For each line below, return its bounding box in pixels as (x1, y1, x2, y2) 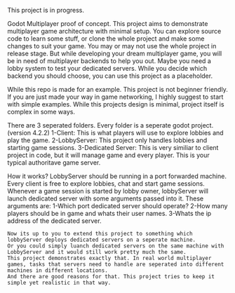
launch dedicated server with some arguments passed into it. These (7, 194, 204, 203)
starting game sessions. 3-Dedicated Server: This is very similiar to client (7, 144, 219, 151)
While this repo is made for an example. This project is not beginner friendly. (7, 86, 228, 93)
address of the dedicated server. (7, 217, 102, 225)
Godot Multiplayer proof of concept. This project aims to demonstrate (7, 20, 208, 27)
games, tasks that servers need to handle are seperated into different (7, 261, 224, 268)
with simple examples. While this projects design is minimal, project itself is (7, 100, 224, 108)
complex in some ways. (7, 108, 76, 116)
